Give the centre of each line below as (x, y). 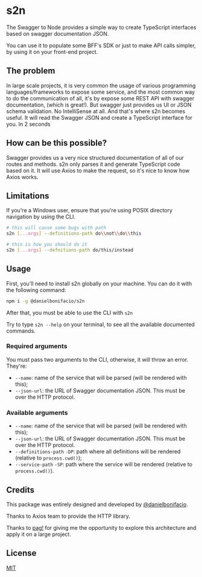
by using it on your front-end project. (52, 51)
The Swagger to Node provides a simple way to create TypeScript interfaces (101, 27)
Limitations (28, 196)
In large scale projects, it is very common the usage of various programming (101, 85)
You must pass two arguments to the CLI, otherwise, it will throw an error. (97, 359)
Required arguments (37, 347)
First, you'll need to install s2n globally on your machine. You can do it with (99, 283)
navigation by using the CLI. (41, 217)
